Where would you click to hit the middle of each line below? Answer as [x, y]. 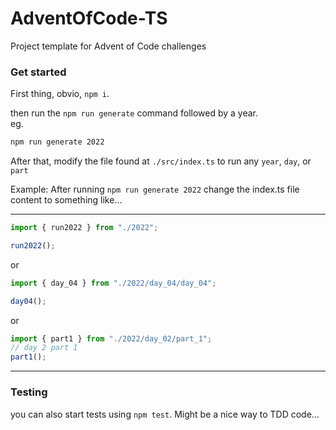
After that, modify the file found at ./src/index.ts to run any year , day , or [161, 161]
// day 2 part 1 [44, 348]
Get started [38, 72]
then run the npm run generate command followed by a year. [134, 113]
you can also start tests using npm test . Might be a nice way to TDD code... [165, 414]
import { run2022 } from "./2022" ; [84, 228]
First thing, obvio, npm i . [60, 94]
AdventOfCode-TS [89, 18]
